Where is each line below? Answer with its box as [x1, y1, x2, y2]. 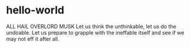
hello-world [6, 4, 65, 17]
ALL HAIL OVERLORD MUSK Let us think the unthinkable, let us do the [6, 23, 176, 30]
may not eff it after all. [6, 35, 60, 42]
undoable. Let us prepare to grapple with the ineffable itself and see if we [6, 29, 185, 36]
